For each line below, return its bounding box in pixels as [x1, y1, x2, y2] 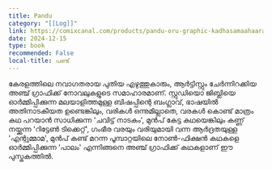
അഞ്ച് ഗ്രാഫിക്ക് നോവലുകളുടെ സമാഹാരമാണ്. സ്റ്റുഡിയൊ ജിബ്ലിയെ [8, 88, 236, 97]
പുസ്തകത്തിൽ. [8, 151, 54, 161]
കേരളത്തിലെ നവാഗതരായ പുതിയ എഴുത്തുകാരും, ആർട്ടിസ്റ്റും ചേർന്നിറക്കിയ [8, 78, 257, 89]
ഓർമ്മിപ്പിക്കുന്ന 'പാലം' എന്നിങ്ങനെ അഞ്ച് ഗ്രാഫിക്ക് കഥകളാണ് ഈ [8, 142, 233, 151]
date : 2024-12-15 [8, 34, 67, 43]
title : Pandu [8, 11, 53, 20]
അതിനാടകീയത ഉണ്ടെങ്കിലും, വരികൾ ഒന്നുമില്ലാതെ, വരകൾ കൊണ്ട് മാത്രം [8, 106, 254, 115]
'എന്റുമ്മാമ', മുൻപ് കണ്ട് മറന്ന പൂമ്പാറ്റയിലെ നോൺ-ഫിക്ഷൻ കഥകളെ [8, 133, 240, 143]
